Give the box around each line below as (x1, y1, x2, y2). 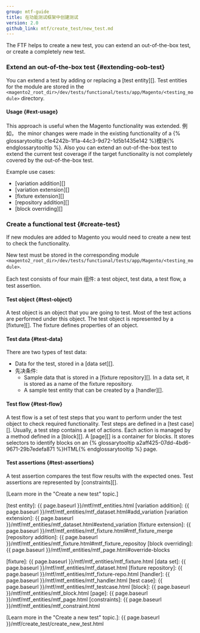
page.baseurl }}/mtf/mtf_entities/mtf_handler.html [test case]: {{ (6, 577, 163, 584)
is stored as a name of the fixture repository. (23, 380, 133, 388)
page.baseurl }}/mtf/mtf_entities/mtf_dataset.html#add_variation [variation (6, 508, 188, 515)
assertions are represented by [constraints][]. (6, 478, 118, 485)
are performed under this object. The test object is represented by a (6, 315, 174, 322)
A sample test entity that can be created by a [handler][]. (23, 386, 164, 394)
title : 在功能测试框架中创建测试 (6, 14, 79, 20)
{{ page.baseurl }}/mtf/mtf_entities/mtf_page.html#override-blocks (6, 546, 170, 553)
